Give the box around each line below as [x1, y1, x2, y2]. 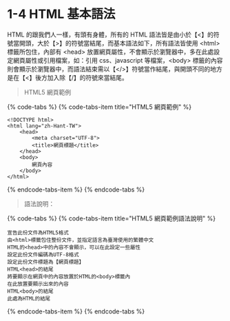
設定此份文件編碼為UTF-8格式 [7, 251, 79, 258]
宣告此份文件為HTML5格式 [7, 229, 69, 236]
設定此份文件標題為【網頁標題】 [7, 258, 85, 265]
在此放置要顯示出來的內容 [7, 280, 69, 287]
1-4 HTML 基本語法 [7, 6, 116, 22]
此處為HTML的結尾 [7, 295, 50, 302]
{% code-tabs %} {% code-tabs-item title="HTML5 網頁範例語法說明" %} [7, 214, 216, 222]
